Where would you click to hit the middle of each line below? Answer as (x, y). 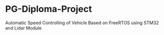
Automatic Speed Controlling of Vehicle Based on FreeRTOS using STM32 (82, 23)
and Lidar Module (23, 28)
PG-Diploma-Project (49, 9)
